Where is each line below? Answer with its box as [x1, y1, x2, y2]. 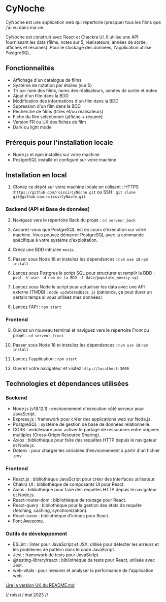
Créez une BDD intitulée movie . [12, 247, 75, 253]
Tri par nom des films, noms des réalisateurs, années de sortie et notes [12, 87, 157, 94]
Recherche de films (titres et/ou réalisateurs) [12, 108, 104, 114]
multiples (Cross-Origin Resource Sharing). [12, 432, 100, 438]
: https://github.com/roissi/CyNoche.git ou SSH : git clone [12, 189, 136, 195]
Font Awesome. [12, 518, 45, 524]
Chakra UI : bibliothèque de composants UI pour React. [12, 481, 125, 487]
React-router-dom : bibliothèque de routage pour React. [12, 497, 127, 503]
